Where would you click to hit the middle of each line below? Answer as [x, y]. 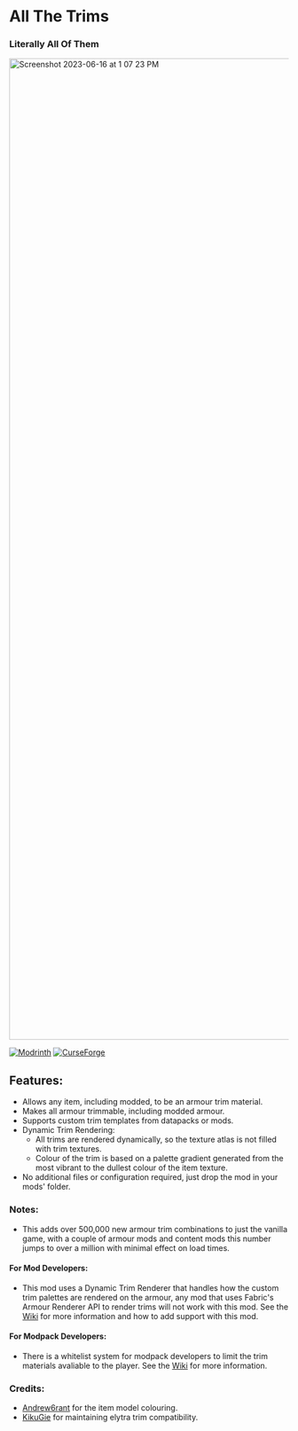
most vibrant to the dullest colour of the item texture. [131, 1168]
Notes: [24, 1210]
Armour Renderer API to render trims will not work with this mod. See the [155, 1307]
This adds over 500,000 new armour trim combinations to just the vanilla [155, 1229]
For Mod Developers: [49, 1268]
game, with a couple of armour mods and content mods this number [147, 1238]
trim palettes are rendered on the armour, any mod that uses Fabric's [148, 1297]
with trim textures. [68, 1149]
